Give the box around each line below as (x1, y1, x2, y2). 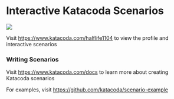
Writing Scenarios (6, 55, 59, 63)
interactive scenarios (6, 40, 57, 47)
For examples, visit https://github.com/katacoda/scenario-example (6, 86, 168, 93)
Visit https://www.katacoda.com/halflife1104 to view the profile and (6, 34, 169, 42)
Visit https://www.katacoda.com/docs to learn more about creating (6, 69, 169, 76)
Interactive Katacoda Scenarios (6, 4, 164, 18)
